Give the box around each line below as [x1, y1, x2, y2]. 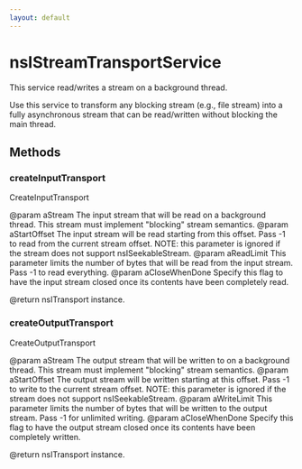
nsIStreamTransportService [9, 51, 222, 72]
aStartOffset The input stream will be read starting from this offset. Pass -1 [9, 229, 286, 240]
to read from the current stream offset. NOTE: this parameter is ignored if [9, 238, 281, 249]
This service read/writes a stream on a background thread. [9, 82, 228, 93]
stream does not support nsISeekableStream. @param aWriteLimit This [9, 393, 273, 404]
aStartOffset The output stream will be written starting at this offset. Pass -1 [9, 373, 290, 384]
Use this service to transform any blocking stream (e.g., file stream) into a [9, 99, 283, 110]
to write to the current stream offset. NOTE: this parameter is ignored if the [9, 383, 287, 394]
